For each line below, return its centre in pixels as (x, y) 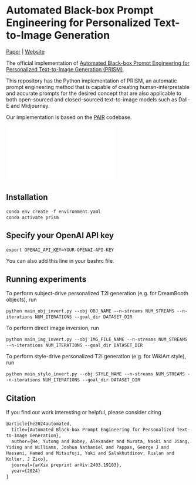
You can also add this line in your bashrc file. (60, 260)
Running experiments (46, 279)
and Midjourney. (30, 105)
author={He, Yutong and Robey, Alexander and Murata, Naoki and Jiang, (101, 442)
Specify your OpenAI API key (60, 235)
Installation (27, 197)
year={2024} (26, 471)
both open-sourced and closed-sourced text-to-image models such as (92, 99)
